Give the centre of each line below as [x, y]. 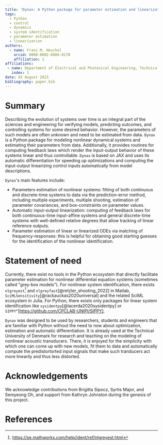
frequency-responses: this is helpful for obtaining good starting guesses [84, 236]
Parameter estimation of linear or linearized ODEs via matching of [77, 231]
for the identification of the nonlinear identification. [63, 241]
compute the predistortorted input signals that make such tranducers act [78, 351]
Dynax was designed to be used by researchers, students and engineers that [81, 320]
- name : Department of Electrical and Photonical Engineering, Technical [83, 68]
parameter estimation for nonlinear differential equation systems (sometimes [81, 279]
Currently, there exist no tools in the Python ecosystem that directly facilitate [81, 274]
